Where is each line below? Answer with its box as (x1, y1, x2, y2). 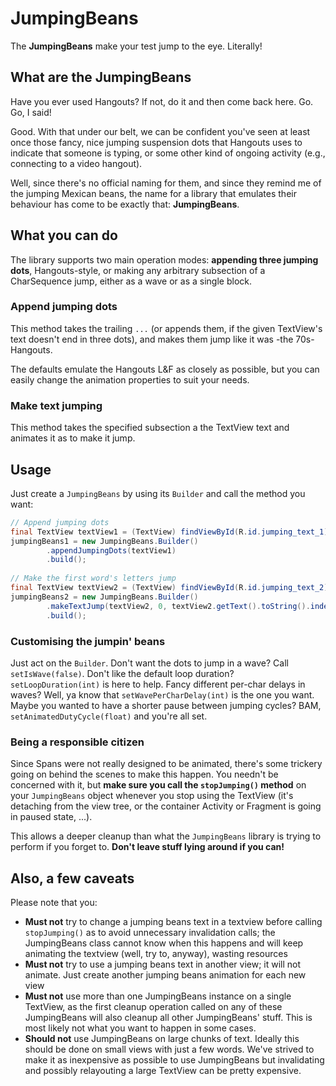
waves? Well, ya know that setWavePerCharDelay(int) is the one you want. (10, 688, 315, 701)
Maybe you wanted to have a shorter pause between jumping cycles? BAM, (10, 699, 322, 711)
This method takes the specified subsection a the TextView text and (10, 422, 290, 434)
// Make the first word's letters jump (10, 573, 177, 584)
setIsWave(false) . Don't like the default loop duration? (10, 667, 235, 679)
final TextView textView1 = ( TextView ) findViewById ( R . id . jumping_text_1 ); (10, 527, 333, 537)
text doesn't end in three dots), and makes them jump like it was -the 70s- (10, 333, 315, 345)
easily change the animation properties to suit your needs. (10, 373, 250, 386)
